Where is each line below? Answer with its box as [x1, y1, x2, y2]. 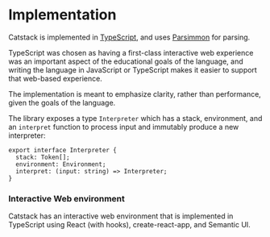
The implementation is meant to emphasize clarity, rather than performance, [8, 89, 262, 98]
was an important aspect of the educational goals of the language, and [8, 56, 243, 66]
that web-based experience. [8, 73, 102, 83]
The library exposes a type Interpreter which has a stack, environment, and [8, 113, 263, 123]
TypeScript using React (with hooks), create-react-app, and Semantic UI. [8, 220, 251, 230]
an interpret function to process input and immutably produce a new [8, 122, 239, 131]
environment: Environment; [15, 160, 106, 168]
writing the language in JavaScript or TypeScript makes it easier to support [8, 64, 258, 74]
